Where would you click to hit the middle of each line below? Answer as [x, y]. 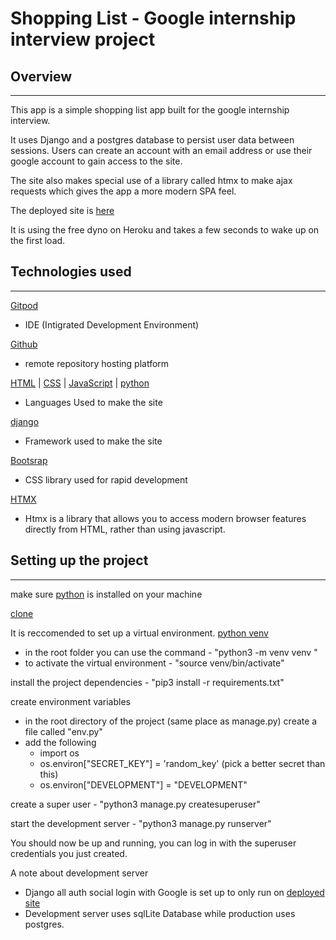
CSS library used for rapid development [106, 479]
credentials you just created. [69, 853]
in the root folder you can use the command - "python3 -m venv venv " [171, 652]
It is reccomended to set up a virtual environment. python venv [139, 633]
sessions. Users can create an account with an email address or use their [161, 150]
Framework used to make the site [93, 441]
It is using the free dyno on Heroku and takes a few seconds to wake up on [165, 230]
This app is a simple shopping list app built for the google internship [150, 110]
